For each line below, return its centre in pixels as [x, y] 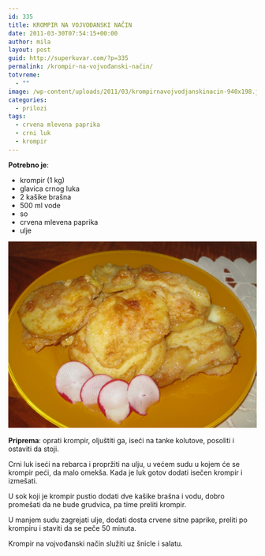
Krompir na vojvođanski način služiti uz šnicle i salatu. [95, 543]
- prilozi [31, 108]
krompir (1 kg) [42, 180]
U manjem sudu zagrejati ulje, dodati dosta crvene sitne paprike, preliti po [128, 520]
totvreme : [24, 75]
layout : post [30, 50]
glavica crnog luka [50, 188]
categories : [28, 100]
